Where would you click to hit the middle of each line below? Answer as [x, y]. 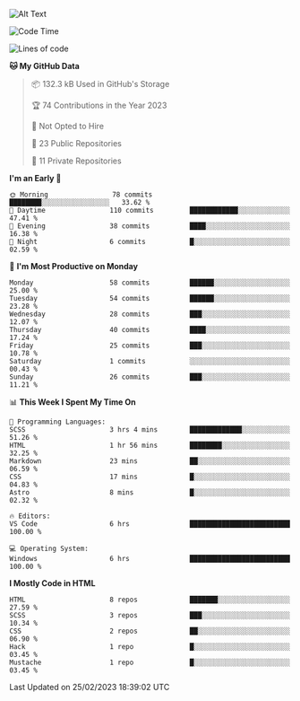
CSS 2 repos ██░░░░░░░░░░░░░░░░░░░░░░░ [150, 631]
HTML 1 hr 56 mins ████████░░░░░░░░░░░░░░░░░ [150, 445]
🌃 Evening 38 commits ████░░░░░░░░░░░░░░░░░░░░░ [150, 226]
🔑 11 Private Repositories [77, 161]
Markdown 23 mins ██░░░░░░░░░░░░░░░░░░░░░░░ [150, 461]
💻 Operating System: [49, 548]
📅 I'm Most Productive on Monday [74, 266]
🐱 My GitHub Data [45, 66]
